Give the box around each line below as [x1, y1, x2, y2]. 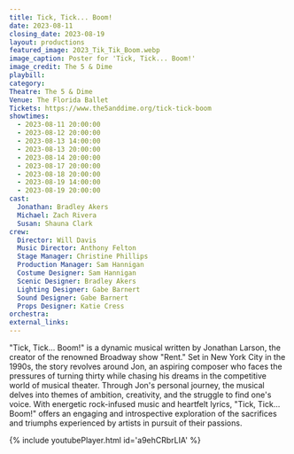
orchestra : [9, 309, 50, 319]
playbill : [9, 71, 46, 80]
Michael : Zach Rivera [17, 210, 97, 220]
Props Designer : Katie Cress [17, 301, 125, 310]
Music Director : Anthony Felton [17, 244, 137, 253]
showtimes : [9, 112, 50, 121]
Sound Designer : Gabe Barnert [17, 294, 128, 302]
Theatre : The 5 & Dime [9, 87, 93, 96]
